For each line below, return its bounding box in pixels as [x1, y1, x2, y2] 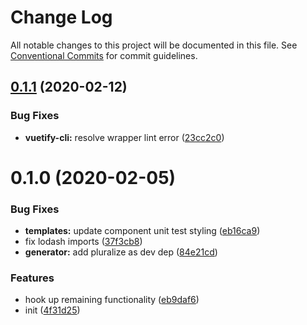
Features [10, 271, 55, 285]
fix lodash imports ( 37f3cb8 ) [24, 236, 143, 248]
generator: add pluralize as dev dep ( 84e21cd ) [24, 246, 218, 258]
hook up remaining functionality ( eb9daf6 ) [24, 294, 200, 306]
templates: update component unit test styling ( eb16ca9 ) [24, 225, 261, 237]
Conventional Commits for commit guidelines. [10, 49, 198, 61]
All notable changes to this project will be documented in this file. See [10, 39, 298, 51]
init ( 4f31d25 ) [24, 304, 81, 316]
